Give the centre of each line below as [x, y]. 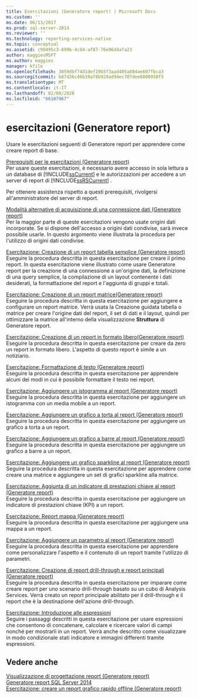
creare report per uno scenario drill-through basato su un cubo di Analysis [96, 589]
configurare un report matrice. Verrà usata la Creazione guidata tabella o [94, 307]
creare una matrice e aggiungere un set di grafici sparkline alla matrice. [92, 475]
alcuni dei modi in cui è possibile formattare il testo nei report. [81, 380]
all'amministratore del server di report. [52, 198]
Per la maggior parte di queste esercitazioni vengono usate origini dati [91, 222]
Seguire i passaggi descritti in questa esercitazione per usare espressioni [95, 619]
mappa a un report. [29, 528]
